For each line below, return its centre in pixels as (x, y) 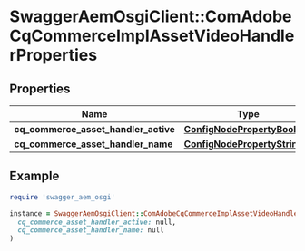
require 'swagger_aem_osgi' (63, 197)
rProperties (54, 55)
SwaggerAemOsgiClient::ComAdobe (151, 17)
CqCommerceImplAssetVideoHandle (152, 36)
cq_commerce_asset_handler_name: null (91, 230)
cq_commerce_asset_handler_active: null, (97, 222)
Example (34, 176)
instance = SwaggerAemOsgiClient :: (77, 213)
